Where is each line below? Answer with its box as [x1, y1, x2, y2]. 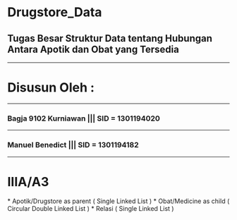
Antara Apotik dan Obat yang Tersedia [7, 43, 180, 55]
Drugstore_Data [7, 4, 102, 20]
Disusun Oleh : [7, 80, 95, 96]
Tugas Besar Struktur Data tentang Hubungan [7, 32, 213, 44]
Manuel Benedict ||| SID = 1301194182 [7, 140, 139, 150]
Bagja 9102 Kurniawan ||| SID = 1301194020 [7, 114, 161, 123]
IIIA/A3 [7, 173, 49, 190]
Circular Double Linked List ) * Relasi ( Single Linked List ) [7, 204, 174, 213]
